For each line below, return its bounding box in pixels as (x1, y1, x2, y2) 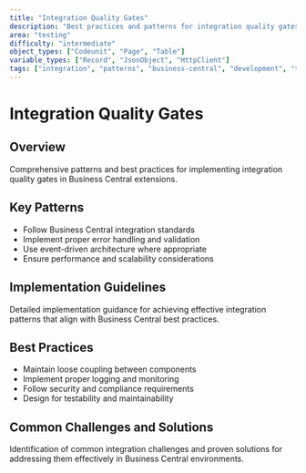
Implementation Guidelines (9, 280, 167, 295)
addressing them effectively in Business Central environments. (9, 453, 244, 465)
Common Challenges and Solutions (9, 419, 214, 435)
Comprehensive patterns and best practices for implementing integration (9, 163, 283, 174)
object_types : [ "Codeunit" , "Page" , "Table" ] (9, 47, 185, 57)
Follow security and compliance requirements (22, 384, 194, 395)
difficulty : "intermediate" (9, 38, 117, 48)
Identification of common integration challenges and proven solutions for (9, 444, 283, 455)
